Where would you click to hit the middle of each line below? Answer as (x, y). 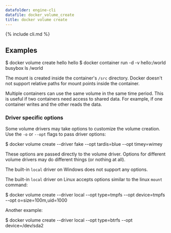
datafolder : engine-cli (31, 10)
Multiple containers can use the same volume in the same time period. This (84, 93)
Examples (21, 50)
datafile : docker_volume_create (40, 15)
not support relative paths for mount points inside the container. (72, 84)
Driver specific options (34, 118)
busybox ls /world (24, 68)
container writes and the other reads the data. (54, 104)
